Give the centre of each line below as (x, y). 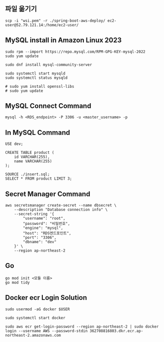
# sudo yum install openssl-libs (40, 86)
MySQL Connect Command (48, 106)
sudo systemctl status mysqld (37, 78)
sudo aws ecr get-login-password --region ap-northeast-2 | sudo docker (82, 327)
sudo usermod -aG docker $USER (38, 309)
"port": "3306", (40, 238)
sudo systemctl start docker (35, 318)
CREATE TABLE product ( (30, 153)
